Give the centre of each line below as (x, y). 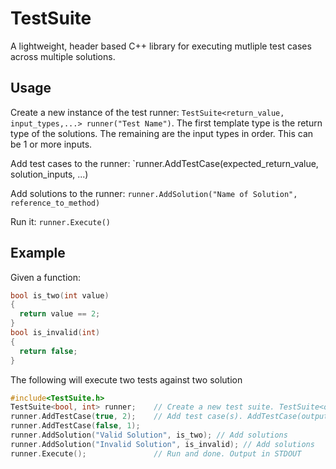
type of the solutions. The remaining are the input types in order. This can (162, 133)
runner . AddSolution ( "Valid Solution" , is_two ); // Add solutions (149, 435)
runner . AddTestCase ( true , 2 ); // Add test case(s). (127, 417)
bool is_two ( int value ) (60, 295)
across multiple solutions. (63, 56)
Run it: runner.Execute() (60, 221)
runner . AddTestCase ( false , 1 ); (75, 426)
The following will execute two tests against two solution (126, 379)
